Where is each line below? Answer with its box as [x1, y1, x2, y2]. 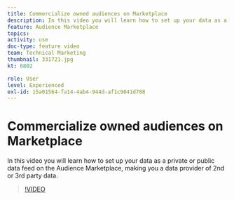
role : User [7, 75, 39, 82]
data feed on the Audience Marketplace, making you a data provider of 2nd [7, 164, 225, 173]
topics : [7, 29, 30, 37]
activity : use [7, 36, 49, 44]
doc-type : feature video [7, 43, 80, 50]
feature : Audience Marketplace [7, 23, 99, 30]
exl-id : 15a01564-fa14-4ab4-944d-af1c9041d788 [7, 88, 146, 95]
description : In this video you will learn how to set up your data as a [7, 17, 228, 24]
